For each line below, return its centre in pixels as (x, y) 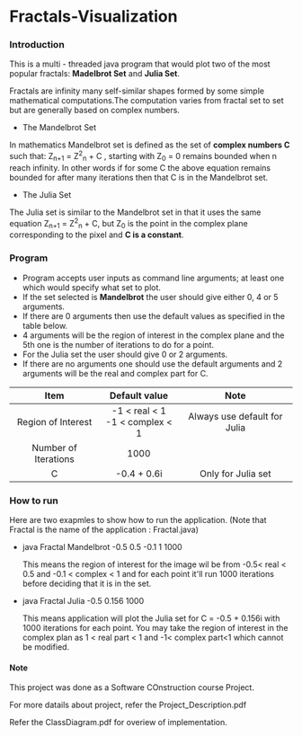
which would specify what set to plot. (92, 287)
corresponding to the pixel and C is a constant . (97, 235)
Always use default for (235, 416)
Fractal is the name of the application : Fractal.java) (104, 529)
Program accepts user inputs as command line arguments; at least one (153, 278)
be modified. (46, 647)
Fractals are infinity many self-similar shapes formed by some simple (137, 91)
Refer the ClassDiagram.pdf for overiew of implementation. (118, 723)
